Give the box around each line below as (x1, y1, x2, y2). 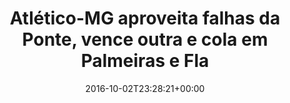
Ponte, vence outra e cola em (21, 28, 269, 51)
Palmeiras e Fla (80, 50, 210, 72)
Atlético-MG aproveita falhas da (9, 7, 281, 30)
